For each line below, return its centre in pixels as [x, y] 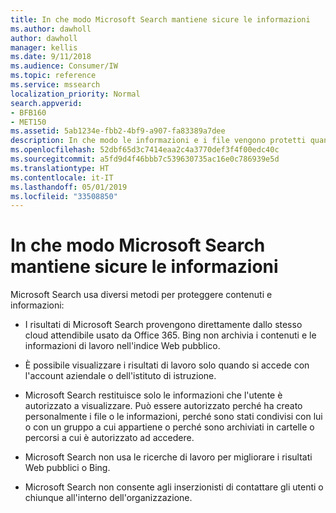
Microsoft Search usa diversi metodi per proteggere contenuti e [141, 295]
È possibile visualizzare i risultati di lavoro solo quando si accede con [167, 365]
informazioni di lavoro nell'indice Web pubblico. [122, 346]
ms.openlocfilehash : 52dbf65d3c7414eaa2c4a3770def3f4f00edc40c [145, 150]
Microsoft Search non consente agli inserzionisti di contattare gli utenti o [174, 487]
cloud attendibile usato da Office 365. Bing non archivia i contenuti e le [170, 335]
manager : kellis [44, 47]
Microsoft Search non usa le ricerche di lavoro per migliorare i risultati [168, 457]
